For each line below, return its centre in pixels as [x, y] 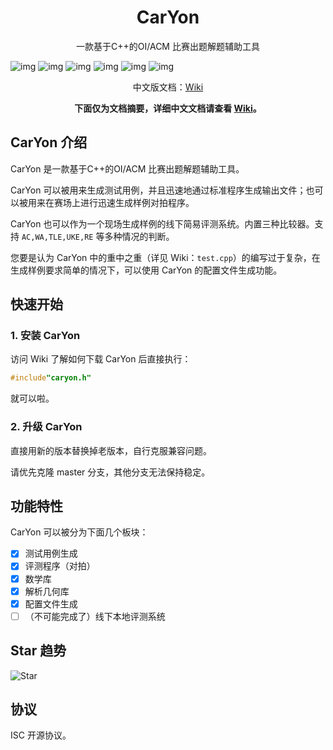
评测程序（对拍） [60, 566]
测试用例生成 [51, 553]
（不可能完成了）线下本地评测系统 [95, 616]
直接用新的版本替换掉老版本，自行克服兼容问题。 [111, 450]
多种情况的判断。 [139, 236]
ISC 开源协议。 [41, 735]
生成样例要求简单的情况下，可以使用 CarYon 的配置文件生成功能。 [146, 270]
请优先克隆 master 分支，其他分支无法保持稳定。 [110, 472]
